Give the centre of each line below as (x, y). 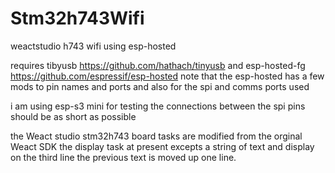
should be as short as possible (73, 116)
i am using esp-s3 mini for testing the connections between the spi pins (158, 106)
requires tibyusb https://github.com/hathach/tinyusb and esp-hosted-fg (158, 65)
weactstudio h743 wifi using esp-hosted (93, 46)
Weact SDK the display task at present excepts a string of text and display (162, 146)
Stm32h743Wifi (77, 18)
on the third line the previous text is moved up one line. (123, 157)
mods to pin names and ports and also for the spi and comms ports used (160, 86)
